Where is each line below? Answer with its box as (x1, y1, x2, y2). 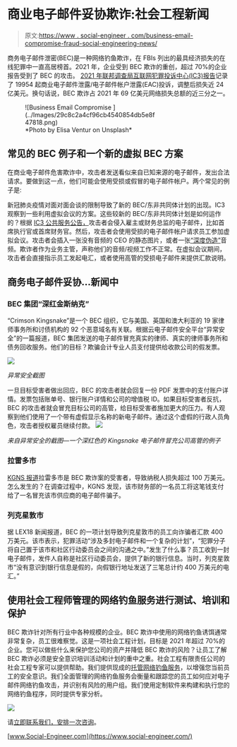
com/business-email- (130, 31, 194, 40)
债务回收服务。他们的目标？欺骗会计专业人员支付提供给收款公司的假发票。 (7, 343, 224, 352)
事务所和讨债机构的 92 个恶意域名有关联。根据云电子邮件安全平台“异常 (13, 325, 219, 334)
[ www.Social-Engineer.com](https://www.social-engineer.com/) (7, 731, 193, 740)
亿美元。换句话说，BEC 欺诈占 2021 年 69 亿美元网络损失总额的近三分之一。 (7, 89, 229, 97)
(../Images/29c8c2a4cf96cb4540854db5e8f (25, 110, 155, 119)
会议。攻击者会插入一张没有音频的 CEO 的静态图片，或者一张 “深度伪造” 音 (13, 236, 227, 244)
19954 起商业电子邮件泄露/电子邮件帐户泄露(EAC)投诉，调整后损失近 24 (15, 80, 224, 88)
